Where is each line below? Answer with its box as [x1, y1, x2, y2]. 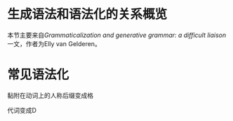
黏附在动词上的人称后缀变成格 [7, 91, 93, 99]
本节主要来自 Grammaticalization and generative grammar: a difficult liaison [7, 31, 227, 39]
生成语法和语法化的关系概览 [7, 6, 168, 22]
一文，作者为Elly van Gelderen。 [7, 39, 102, 48]
